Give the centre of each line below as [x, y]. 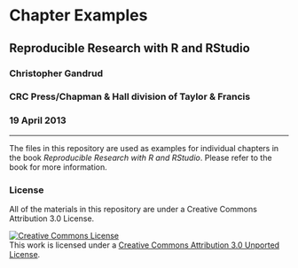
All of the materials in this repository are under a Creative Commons [133, 210]
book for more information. [59, 167]
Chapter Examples [78, 15]
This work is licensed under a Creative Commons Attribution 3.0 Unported [145, 245]
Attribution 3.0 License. [52, 218]
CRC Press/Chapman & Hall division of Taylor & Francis [130, 96]
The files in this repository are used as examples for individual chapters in [144, 148]
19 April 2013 [38, 120]
